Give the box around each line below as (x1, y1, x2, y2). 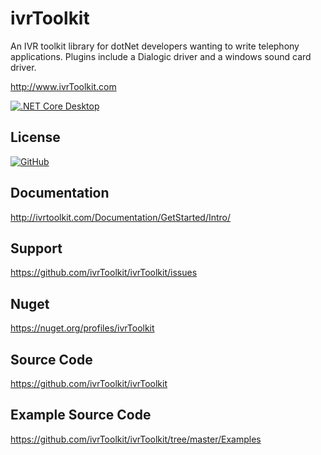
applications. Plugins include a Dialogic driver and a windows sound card (10, 50, 312, 62)
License (10, 129, 61, 146)
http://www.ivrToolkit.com (10, 80, 117, 92)
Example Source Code (10, 407, 152, 424)
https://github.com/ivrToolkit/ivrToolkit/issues (10, 267, 198, 279)
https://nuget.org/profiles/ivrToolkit (10, 322, 155, 334)
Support (10, 240, 63, 257)
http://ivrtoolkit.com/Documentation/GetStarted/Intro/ (10, 211, 232, 223)
